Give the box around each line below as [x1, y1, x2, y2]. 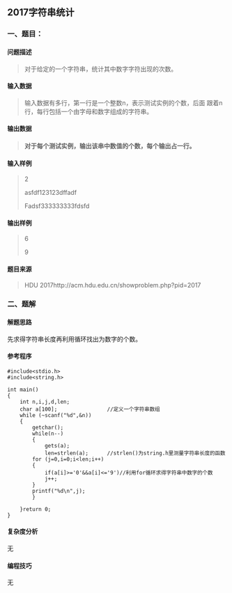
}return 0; [20, 505, 52, 513]
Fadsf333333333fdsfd [24, 202, 90, 210]
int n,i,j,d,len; [20, 398, 70, 405]
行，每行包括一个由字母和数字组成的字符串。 [24, 107, 153, 116]
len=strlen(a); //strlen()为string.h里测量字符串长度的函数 [44, 450, 226, 457]
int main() [7, 386, 39, 393]
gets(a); [44, 442, 70, 449]
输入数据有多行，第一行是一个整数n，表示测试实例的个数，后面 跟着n [24, 98, 223, 106]
